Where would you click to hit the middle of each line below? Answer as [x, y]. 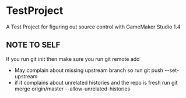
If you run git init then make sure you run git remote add [73, 59]
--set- [172, 70]
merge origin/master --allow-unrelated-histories [72, 89]
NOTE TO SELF [33, 45]
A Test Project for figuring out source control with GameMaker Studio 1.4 [93, 27]
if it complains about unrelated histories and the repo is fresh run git [96, 82]
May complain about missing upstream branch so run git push [89, 70]
